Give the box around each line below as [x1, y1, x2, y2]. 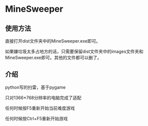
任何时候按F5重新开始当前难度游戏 [5, 105, 75, 111]
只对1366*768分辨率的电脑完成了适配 [5, 95, 82, 101]
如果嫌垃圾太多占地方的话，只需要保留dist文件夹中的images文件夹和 [5, 49, 144, 54]
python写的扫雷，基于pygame [5, 84, 66, 90]
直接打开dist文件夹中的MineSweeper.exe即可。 [5, 38, 101, 44]
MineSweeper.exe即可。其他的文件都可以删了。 [5, 55, 102, 60]
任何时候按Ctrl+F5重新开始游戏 [5, 115, 68, 121]
